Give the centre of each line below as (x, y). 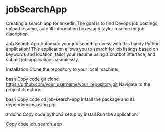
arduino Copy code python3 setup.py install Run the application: (72, 114)
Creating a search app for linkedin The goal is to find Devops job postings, (82, 23)
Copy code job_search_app (34, 124)
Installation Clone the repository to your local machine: (62, 69)
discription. (17, 34)
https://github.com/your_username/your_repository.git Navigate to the (78, 84)
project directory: (24, 89)
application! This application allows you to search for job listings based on (82, 49)
